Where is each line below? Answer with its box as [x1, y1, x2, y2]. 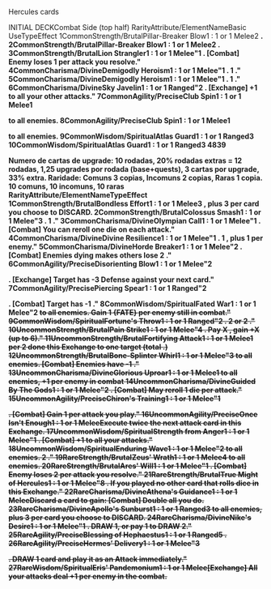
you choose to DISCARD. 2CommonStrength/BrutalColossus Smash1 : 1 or [8, 207, 261, 217]
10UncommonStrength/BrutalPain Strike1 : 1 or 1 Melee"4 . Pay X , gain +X [8, 325, 260, 335]
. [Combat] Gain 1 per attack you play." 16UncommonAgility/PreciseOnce [8, 409, 258, 419]
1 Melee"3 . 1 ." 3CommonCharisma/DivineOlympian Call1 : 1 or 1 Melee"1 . [8, 216, 261, 225]
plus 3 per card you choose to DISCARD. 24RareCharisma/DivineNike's [8, 513, 252, 522]
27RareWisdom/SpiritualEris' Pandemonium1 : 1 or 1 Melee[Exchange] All [8, 563, 258, 572]
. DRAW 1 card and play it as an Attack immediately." [8, 554, 188, 564]
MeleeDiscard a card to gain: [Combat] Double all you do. [8, 496, 205, 505]
